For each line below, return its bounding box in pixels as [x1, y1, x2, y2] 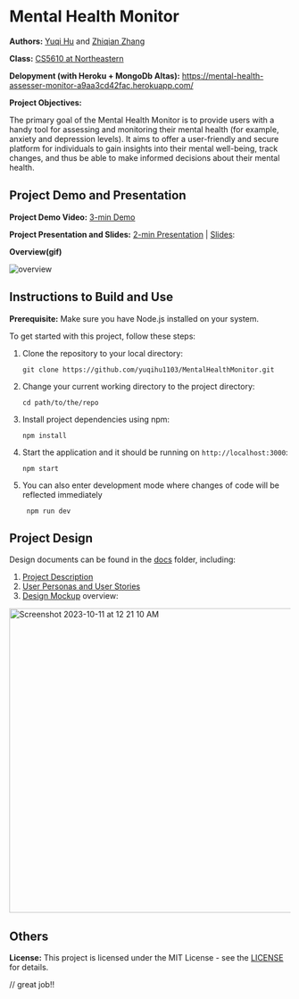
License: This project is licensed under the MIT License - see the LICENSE [9, 953, 284, 963]
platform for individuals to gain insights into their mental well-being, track [9, 143, 278, 154]
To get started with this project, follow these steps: [9, 331, 196, 341]
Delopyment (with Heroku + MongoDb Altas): [9, 70, 180, 81]
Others [9, 928, 49, 944]
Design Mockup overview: [21, 591, 119, 601]
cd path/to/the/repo [21, 398, 99, 407]
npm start [21, 464, 60, 473]
